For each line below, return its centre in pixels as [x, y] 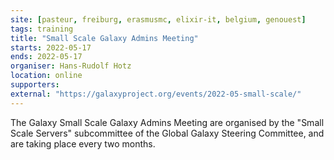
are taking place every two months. [83, 143]
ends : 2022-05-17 [46, 57]
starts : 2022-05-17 [51, 47]
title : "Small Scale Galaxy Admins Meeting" [104, 38]
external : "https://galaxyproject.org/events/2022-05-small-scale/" [156, 94]
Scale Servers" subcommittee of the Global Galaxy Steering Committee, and [167, 133]
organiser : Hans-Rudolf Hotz [71, 66]
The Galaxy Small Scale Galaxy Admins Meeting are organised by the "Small [167, 122]
